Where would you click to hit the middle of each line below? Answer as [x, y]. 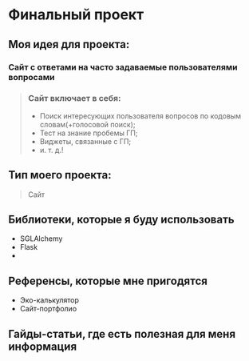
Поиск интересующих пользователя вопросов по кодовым [140, 116]
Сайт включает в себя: [74, 98]
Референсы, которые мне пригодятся [108, 281]
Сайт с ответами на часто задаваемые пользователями [123, 67]
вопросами [32, 77]
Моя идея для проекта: [69, 44]
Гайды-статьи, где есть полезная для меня [122, 334]
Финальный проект [76, 15]
